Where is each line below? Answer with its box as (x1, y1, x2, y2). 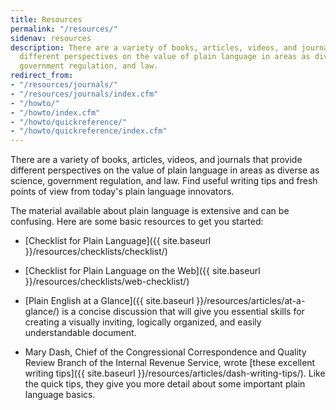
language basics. (24, 389, 96, 401)
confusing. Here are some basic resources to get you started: (10, 216, 264, 228)
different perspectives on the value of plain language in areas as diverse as (10, 164, 320, 176)
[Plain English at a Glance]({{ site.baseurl (24, 295, 195, 307)
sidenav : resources (10, 33, 92, 43)
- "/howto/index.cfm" (10, 107, 101, 118)
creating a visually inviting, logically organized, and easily (24, 316, 262, 328)
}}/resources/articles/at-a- (196, 295, 306, 307)
